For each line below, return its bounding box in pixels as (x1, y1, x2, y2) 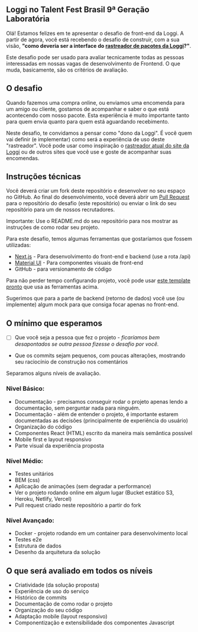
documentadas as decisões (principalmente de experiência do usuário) (14, 417, 189, 424)
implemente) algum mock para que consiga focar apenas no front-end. (6, 301, 179, 308)
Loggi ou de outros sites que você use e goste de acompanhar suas (6, 148, 171, 155)
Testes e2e (14, 536, 43, 543)
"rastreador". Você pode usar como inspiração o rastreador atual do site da (6, 142, 190, 149)
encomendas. (6, 154, 40, 161)
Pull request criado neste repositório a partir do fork (14, 501, 141, 508)
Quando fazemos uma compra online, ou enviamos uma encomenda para (6, 99, 185, 106)
